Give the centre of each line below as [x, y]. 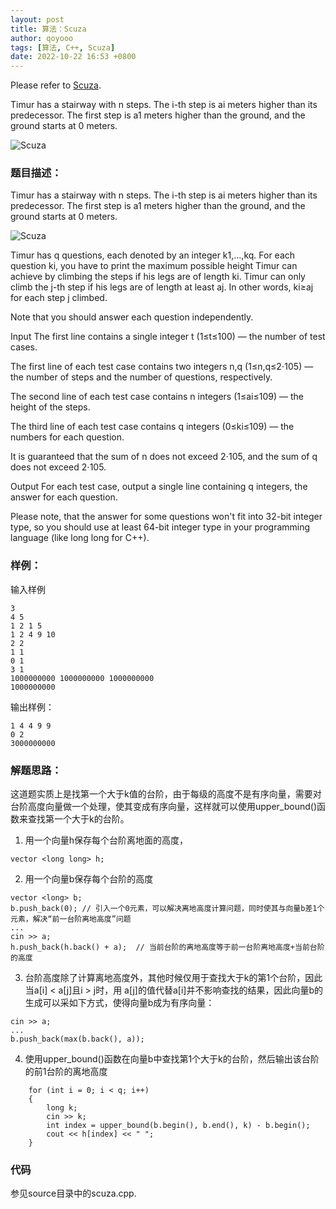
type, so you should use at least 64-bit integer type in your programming [160, 527]
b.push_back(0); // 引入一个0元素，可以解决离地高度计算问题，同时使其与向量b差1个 [167, 909]
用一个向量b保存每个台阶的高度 [89, 879]
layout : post [37, 19]
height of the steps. [50, 407]
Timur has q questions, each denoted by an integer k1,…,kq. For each [153, 255]
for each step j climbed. [59, 298]
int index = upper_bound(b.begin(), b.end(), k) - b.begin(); [178, 1126]
